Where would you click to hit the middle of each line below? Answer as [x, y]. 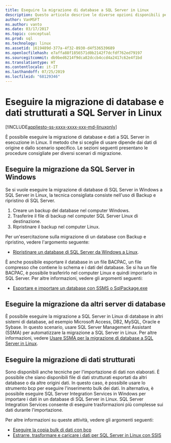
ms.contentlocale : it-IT [32, 67]
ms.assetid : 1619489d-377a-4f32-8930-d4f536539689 [60, 48]
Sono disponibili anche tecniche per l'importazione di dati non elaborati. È [82, 372]
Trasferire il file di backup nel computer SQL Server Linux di [75, 216]
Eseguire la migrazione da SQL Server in [70, 169]
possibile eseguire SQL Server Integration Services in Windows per [76, 394]
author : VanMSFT [22, 19]
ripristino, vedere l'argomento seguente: [48, 242]
